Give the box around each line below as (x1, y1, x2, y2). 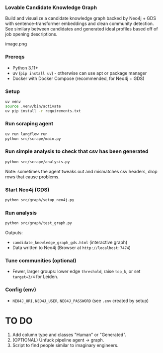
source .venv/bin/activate (5, 104, 61, 109)
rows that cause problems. (5, 174, 60, 180)
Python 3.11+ (12, 64, 39, 71)
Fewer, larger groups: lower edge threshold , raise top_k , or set (12, 269, 141, 275)
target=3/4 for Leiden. (12, 274, 59, 280)
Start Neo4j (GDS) (5, 186, 50, 193)
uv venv (5, 99, 21, 104)
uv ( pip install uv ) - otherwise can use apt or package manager (12, 70, 147, 76)
